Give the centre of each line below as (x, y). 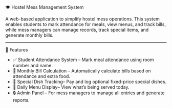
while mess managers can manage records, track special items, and (77, 30)
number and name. (33, 65)
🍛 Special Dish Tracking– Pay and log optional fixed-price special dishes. (90, 82)
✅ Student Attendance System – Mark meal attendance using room (83, 60)
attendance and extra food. (41, 76)
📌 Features (17, 50)
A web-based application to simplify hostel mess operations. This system (83, 19)
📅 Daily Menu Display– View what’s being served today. (71, 87)
